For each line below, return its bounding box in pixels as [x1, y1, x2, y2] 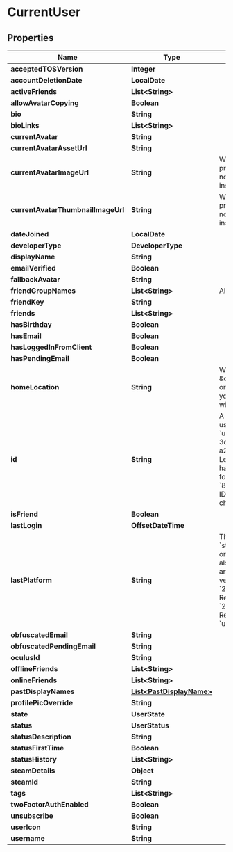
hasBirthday [10, 320, 52, 329]
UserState [130, 709, 165, 718]
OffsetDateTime [130, 521, 185, 530]
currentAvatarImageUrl [10, 168, 89, 177]
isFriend [10, 509, 38, 519]
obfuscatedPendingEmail [10, 641, 96, 651]
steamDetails [10, 766, 55, 775]
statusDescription [10, 732, 71, 741]
